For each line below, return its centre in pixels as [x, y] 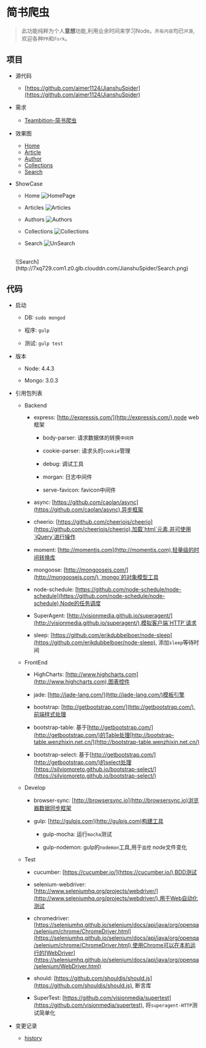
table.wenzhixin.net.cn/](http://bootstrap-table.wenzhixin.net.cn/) [116, 742]
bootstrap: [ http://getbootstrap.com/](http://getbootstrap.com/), [114, 707]
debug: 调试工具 [63, 463]
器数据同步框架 [52, 808]
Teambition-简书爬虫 [50, 120]
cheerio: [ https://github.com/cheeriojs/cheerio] [93, 522]
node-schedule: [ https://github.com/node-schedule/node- [108, 589]
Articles [34, 207]
